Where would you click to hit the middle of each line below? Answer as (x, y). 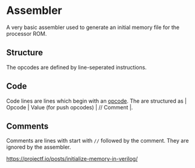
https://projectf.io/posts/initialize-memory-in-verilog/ (72, 159)
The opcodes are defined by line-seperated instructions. (76, 67)
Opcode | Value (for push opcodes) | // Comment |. (70, 107)
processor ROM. (27, 33)
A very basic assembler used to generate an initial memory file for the (93, 27)
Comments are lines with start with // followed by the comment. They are (97, 141)
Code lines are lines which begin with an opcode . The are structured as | (97, 101)
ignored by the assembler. (39, 147)
